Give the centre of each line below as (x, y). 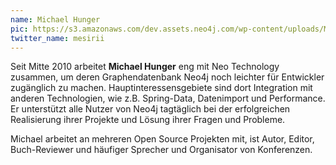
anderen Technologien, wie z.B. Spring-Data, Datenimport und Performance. (168, 98)
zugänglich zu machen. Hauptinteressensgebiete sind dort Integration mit (161, 88)
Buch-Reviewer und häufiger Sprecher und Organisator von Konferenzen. (161, 150)
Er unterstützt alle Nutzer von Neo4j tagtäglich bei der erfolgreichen (150, 109)
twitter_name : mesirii (57, 38)
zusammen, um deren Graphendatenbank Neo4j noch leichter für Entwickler (167, 77)
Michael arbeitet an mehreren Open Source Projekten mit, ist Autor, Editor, (162, 139)
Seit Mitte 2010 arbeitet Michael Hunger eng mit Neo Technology (145, 67)
